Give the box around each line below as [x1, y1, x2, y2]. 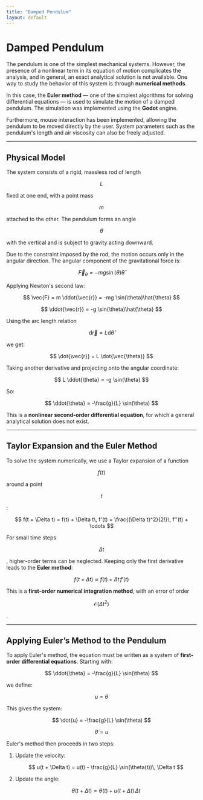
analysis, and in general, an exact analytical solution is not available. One [6, 73, 188, 81]
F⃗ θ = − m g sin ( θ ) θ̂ [78, 269, 125, 278]
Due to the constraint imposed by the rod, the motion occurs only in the [6, 251, 184, 258]
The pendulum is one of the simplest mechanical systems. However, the [6, 61, 185, 68]
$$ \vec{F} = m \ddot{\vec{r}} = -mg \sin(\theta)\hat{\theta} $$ [23, 294, 180, 301]
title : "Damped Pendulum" [6, 8, 71, 15]
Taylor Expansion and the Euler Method [6, 441, 158, 452]
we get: [6, 341, 25, 348]
